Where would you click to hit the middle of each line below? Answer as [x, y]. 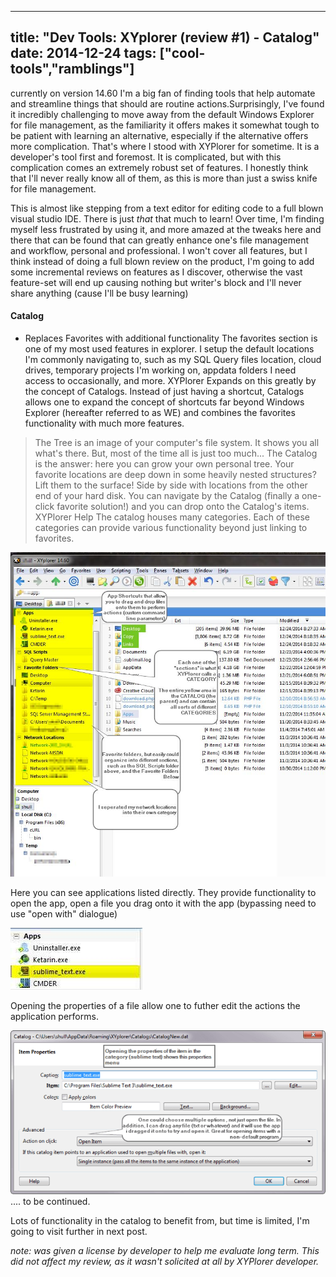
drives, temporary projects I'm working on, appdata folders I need [160, 370]
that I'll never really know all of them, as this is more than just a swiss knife [164, 178]
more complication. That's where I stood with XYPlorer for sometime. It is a [165, 146]
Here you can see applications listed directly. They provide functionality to [163, 893]
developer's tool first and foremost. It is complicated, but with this [146, 157]
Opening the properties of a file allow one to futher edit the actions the [155, 1006]
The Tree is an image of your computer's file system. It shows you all [177, 443]
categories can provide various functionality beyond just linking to [171, 528]
